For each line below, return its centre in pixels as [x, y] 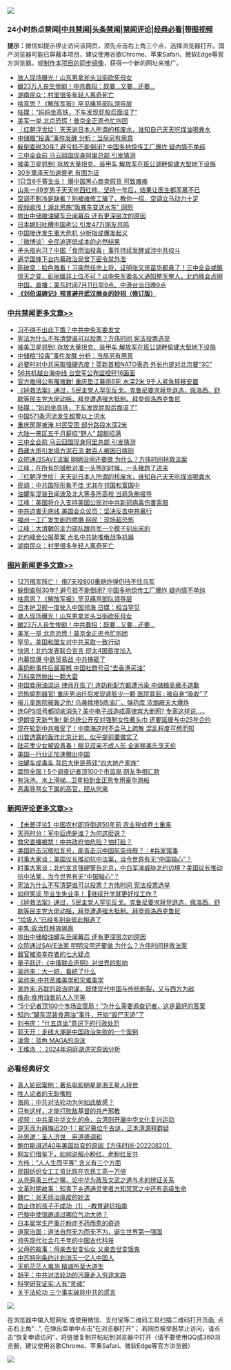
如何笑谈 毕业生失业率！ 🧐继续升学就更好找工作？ [87, 894]
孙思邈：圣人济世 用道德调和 [59, 1137]
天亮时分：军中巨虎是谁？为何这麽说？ [71, 833]
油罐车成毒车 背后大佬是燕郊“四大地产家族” [78, 763]
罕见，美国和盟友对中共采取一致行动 [69, 642]
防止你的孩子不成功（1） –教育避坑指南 [72, 1206]
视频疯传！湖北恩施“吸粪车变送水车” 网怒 [75, 207]
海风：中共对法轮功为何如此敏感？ [66, 1103]
